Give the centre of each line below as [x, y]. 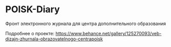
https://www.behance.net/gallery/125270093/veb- [109, 33]
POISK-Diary [33, 9]
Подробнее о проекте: [30, 33]
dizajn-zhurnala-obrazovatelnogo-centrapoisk [54, 39]
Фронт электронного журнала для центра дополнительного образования [86, 24]
